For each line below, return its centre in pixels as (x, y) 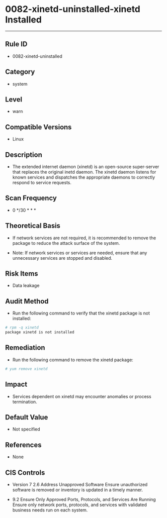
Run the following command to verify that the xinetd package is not (81, 313)
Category (20, 72)
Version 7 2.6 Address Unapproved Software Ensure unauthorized (80, 484)
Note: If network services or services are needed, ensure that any (80, 253)
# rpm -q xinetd (22, 328)
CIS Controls (25, 472)
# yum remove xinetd (27, 369)
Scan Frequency (31, 198)
